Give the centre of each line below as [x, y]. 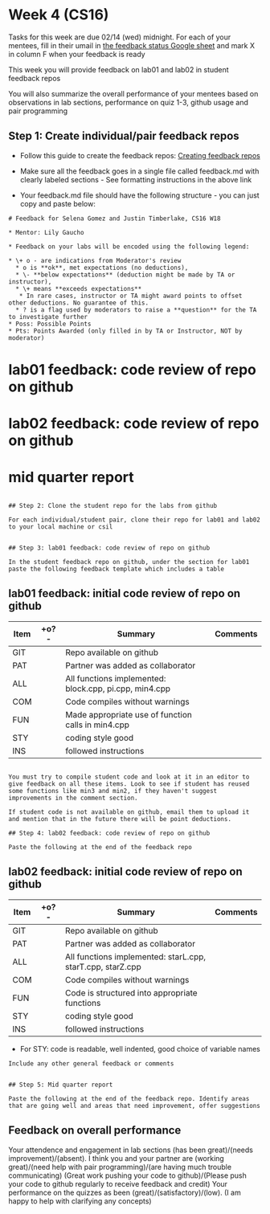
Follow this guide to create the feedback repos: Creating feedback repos [140, 155]
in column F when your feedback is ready [77, 54]
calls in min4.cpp [98, 725]
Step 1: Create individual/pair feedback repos [124, 136]
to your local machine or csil [61, 527]
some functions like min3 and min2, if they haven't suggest [113, 791]
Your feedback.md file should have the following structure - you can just [139, 195]
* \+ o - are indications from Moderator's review [95, 260]
